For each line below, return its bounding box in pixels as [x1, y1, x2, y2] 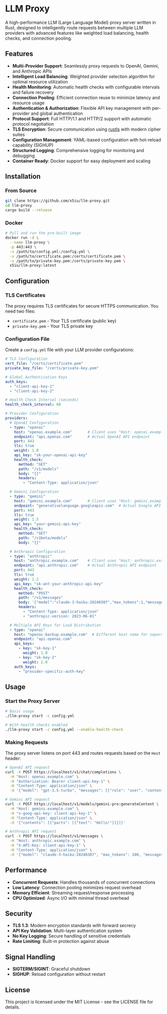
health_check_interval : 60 [5, 402, 61, 407]
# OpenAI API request [5, 765, 50, 770]
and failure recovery [12, 89, 54, 95]
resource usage [12, 100, 45, 106]
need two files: [5, 309, 36, 314]
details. [5, 1004, 20, 1010]
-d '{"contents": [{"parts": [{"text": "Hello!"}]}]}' [9, 820, 126, 825]
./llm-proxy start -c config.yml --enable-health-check [5, 727, 123, 732]
